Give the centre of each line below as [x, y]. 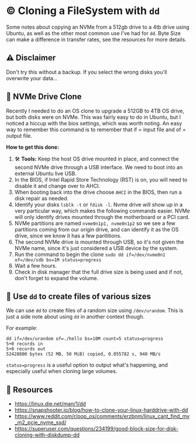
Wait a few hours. [36, 265]
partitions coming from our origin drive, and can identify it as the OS [97, 229]
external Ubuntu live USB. [46, 173]
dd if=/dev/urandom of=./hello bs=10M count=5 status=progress [85, 339]
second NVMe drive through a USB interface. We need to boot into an [99, 167]
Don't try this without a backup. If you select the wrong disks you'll [87, 72]
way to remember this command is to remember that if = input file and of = [96, 129]
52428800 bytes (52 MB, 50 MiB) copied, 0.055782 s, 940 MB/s [83, 354]
